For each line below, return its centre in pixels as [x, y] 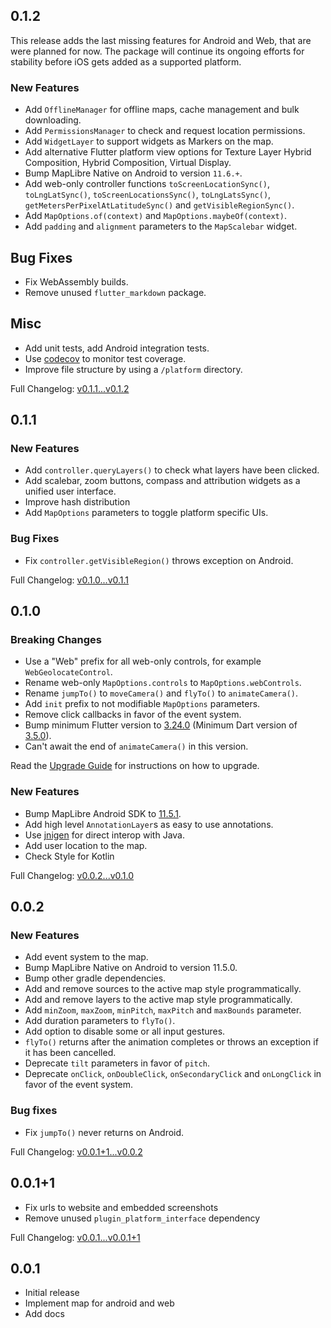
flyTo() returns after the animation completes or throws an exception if [171, 1042]
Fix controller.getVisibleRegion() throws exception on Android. [159, 560]
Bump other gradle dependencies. [95, 978]
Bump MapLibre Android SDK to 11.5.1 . [103, 813]
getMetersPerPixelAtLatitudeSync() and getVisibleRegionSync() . [159, 205]
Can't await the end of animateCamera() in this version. [136, 746]
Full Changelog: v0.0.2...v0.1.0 [72, 875]
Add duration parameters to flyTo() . [100, 1021]
